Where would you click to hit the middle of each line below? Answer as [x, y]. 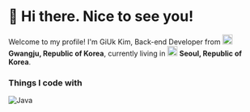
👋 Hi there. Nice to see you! [101, 17]
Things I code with [45, 82]
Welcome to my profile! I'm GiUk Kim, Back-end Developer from [114, 41]
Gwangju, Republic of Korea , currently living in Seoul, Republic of [125, 53]
